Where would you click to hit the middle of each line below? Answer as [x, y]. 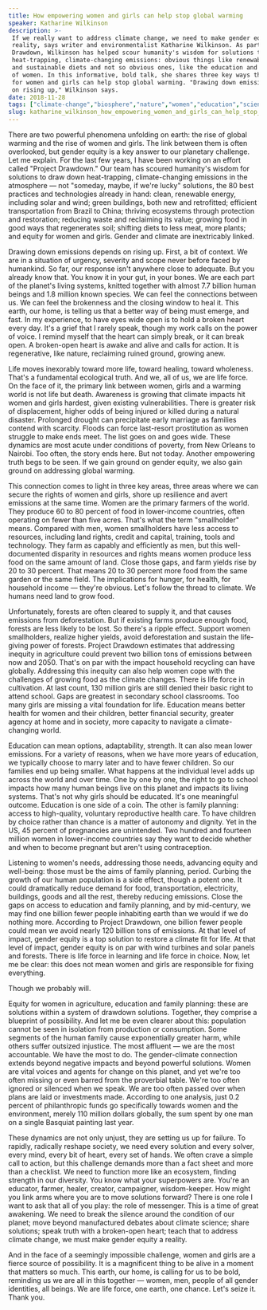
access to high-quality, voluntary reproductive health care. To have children [132, 813]
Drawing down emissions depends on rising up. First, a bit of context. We [128, 252]
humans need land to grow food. [62, 596]
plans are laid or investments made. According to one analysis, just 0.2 [124, 1097]
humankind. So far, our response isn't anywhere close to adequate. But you [132, 269]
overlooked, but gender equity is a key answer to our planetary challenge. [129, 151]
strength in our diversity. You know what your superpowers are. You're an [129, 1180]
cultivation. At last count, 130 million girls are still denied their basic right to [131, 688]
